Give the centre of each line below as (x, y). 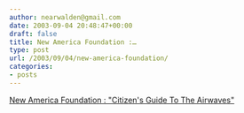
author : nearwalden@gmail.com (65, 17)
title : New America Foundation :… (73, 42)
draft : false (33, 34)
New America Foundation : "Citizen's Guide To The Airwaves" (122, 100)
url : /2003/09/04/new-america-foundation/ (89, 58)
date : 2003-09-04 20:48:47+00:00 (71, 26)
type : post (29, 50)
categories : (31, 67)
